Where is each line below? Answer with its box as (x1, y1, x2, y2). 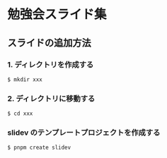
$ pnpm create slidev (7, 144, 71, 152)
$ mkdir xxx (7, 75, 42, 83)
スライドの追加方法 (7, 37, 91, 49)
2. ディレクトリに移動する (7, 93, 96, 103)
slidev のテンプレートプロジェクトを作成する (7, 128, 161, 138)
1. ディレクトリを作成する (7, 59, 94, 69)
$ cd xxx (7, 110, 33, 117)
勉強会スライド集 (7, 6, 108, 23)
